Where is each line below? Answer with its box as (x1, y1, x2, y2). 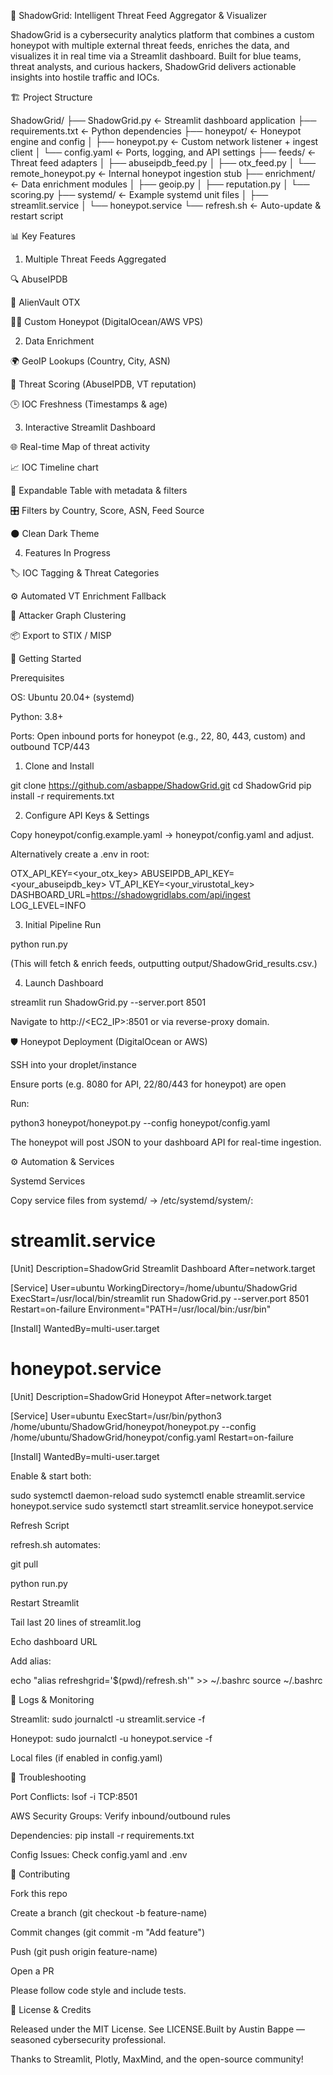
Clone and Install (24, 760, 95, 772)
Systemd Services (10, 1175, 86, 1187)
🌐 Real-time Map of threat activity (10, 441, 151, 452)
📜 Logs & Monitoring (10, 1693, 95, 1705)
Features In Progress (24, 547, 111, 559)
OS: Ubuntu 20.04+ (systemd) (10, 691, 135, 703)
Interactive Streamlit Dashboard (24, 421, 156, 433)
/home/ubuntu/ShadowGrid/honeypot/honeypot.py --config (10, 1420, 257, 1432)
